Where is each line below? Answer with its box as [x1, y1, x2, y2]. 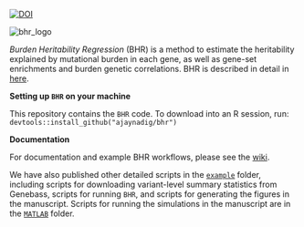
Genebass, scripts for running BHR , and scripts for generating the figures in [9, 189, 290, 200]
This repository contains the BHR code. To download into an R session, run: [9, 108, 289, 119]
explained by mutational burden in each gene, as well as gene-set [9, 54, 257, 64]
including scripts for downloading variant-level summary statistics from [9, 179, 278, 190]
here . [9, 73, 29, 84]
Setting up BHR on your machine [9, 91, 131, 101]
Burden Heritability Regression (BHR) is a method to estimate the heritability [9, 44, 295, 55]
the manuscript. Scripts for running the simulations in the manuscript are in [9, 199, 291, 209]
